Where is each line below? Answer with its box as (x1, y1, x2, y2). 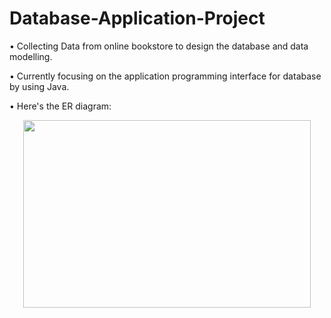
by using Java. (9, 80, 70, 92)
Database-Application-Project (9, 7, 266, 30)
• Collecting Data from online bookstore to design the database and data (9, 40, 309, 52)
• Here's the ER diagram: (9, 100, 112, 112)
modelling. (9, 50, 53, 62)
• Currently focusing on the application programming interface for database (9, 70, 322, 82)
